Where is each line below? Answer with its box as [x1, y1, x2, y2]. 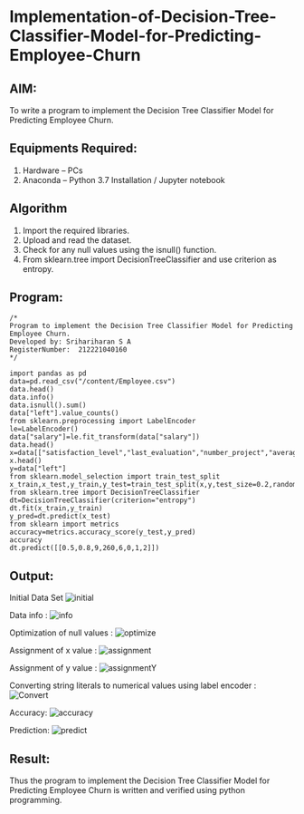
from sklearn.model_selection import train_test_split [9, 472, 221, 481]
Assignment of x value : [9, 645, 98, 656]
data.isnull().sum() [9, 401, 88, 410]
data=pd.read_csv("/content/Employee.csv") [9, 377, 176, 386]
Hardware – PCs [22, 165, 83, 176]
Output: [9, 568, 54, 584]
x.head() [9, 456, 43, 466]
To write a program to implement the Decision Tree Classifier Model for [9, 105, 274, 115]
